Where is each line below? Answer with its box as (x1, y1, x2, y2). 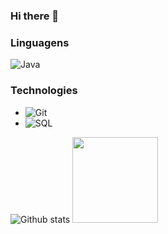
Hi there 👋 (10, 9, 60, 23)
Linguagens (10, 35, 70, 49)
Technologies (10, 84, 78, 98)
